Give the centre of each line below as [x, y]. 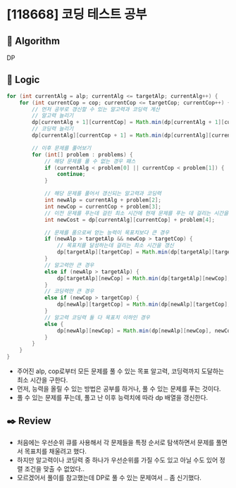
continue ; [71, 174]
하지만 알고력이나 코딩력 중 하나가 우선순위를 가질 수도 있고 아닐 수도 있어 [117, 460]
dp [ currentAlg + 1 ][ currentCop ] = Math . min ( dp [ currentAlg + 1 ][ [128, 123]
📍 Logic [23, 80]
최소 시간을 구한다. [42, 380]
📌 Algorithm [33, 40]
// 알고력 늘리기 [53, 116]
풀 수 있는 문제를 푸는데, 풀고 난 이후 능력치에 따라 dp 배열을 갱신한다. [112, 398]
